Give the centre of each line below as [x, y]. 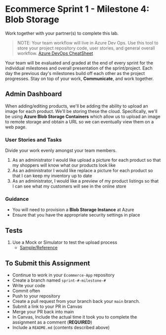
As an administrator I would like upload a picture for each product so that [86, 160]
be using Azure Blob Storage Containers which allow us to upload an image [83, 116]
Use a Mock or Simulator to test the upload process [65, 242]
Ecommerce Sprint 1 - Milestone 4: [77, 9]
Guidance [17, 199]
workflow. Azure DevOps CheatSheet [55, 53]
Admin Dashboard [34, 94]
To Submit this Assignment [48, 263]
